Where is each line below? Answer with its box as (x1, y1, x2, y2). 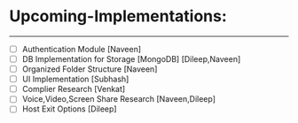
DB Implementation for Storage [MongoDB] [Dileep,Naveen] (21, 54, 241, 64)
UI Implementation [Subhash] (21, 73, 129, 85)
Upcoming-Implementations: (9, 6, 228, 27)
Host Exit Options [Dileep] (21, 104, 117, 114)
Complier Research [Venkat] (21, 84, 126, 95)
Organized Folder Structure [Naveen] (21, 64, 158, 74)
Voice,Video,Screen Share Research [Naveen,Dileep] (21, 94, 216, 104)
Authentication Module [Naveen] (21, 43, 142, 54)
